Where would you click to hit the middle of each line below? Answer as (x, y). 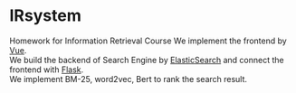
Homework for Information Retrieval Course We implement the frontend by (148, 41)
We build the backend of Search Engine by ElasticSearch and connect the (147, 60)
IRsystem (45, 16)
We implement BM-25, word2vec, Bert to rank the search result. (128, 79)
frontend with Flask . (47, 70)
